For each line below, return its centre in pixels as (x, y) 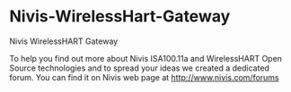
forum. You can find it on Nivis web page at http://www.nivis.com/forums (145, 77)
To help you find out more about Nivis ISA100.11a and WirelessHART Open (146, 58)
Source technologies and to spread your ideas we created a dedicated (139, 68)
